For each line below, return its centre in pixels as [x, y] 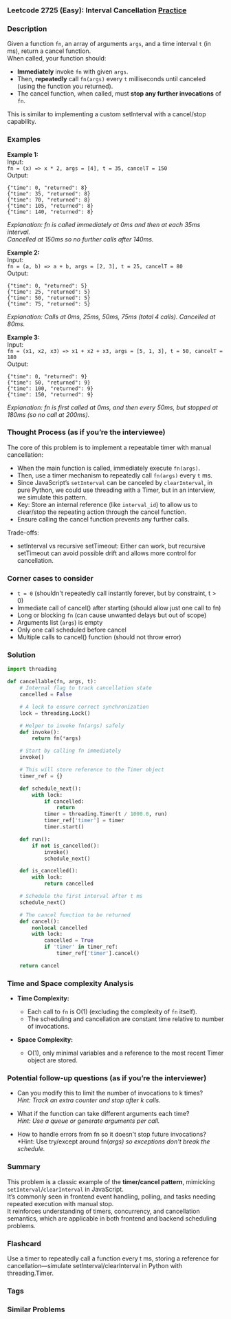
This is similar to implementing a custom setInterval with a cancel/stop [107, 114]
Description [27, 28]
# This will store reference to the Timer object [92, 770]
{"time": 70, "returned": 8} [49, 200]
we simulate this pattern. [52, 497]
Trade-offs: [23, 533]
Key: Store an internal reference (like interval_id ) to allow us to [107, 504]
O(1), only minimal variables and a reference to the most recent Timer [125, 1053]
